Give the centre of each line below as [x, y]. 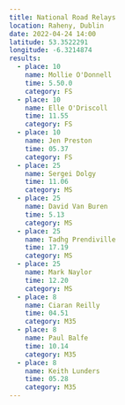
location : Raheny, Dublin [56, 26]
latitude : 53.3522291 [49, 42]
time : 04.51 [47, 313]
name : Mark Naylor [59, 272]
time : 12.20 [47, 280]
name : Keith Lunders [62, 371]
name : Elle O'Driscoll [66, 108]
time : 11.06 [47, 182]
